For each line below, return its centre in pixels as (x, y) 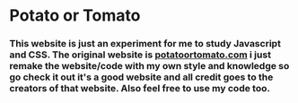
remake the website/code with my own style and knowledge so (149, 66)
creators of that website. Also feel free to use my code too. (140, 89)
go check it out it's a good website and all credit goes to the (141, 77)
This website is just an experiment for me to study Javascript (145, 44)
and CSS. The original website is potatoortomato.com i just (140, 55)
